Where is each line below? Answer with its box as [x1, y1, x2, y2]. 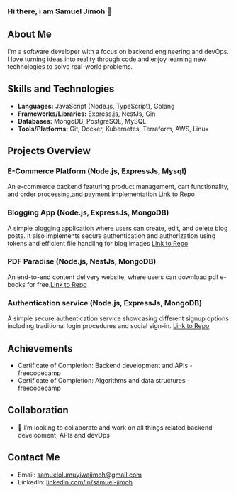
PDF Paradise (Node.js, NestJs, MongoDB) [7, 256, 157, 266]
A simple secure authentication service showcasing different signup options [7, 314, 229, 323]
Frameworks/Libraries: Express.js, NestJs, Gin [17, 109, 156, 118]
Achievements [7, 342, 73, 354]
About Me [7, 28, 52, 40]
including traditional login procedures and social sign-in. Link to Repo [7, 322, 210, 330]
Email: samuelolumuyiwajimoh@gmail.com [17, 470, 142, 479]
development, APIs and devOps [17, 430, 110, 439]
